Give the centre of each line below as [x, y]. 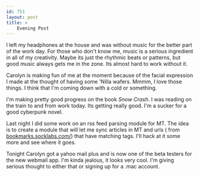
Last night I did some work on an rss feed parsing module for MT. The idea [97, 124]
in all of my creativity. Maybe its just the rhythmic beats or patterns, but [94, 57]
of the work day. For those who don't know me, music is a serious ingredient [100, 52]
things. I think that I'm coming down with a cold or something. [82, 88]
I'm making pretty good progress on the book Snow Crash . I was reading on [99, 100]
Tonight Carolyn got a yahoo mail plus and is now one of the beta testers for [99, 154]
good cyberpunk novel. [35, 112]
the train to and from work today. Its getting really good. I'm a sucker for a [97, 106]
